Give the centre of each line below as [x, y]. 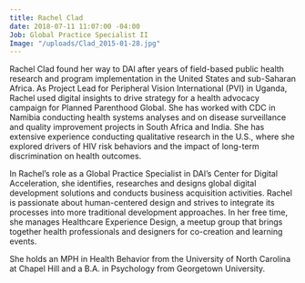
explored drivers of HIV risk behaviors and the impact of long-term [134, 147]
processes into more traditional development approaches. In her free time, [149, 212]
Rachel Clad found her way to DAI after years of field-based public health [147, 69]
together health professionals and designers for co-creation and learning [146, 232]
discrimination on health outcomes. [76, 157]
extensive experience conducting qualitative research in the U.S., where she [152, 136]
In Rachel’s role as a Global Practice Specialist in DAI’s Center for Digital [144, 174]
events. [23, 241]
